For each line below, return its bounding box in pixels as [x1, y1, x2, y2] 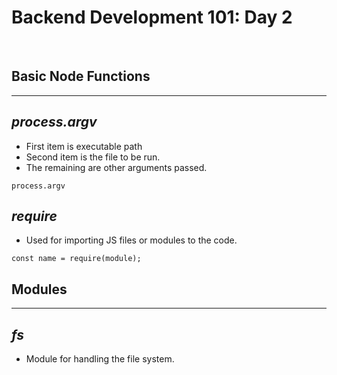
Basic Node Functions [11, 68, 151, 85]
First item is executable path [25, 140, 143, 152]
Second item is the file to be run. [25, 151, 161, 163]
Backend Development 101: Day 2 [11, 6, 293, 29]
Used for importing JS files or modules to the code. [25, 234, 238, 246]
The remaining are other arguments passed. [25, 161, 208, 173]
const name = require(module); [11, 254, 142, 264]
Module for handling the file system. [25, 353, 175, 365]
